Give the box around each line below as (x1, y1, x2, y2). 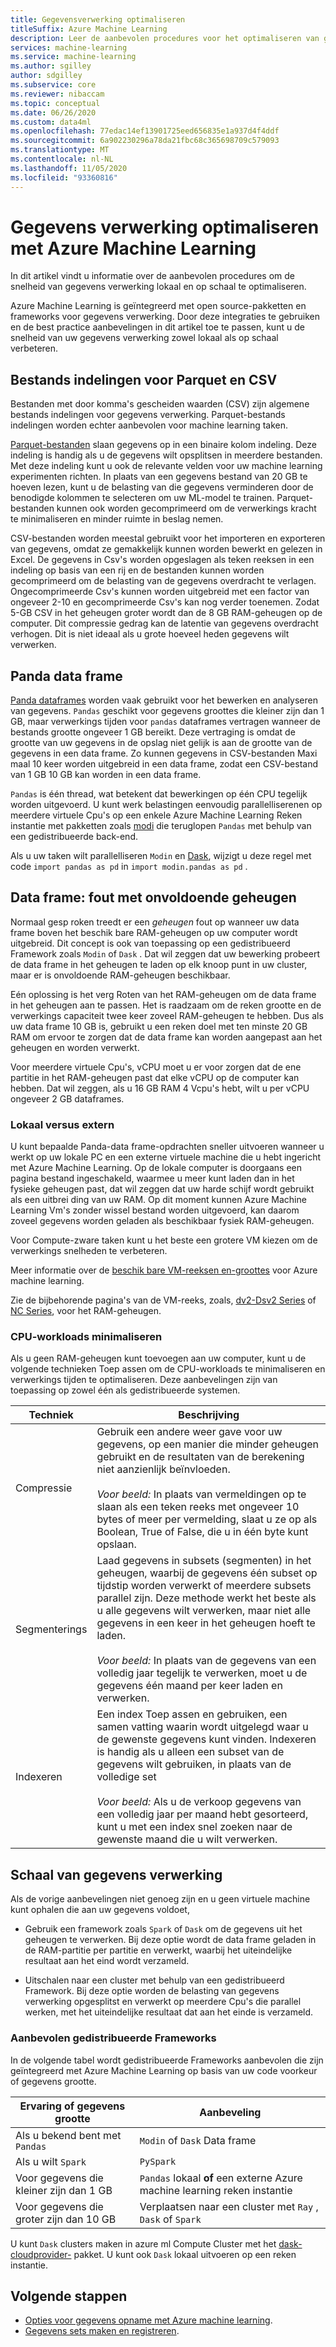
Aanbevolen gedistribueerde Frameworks (10, 2031, 217, 2045)
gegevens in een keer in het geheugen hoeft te (96, 1616, 316, 1630)
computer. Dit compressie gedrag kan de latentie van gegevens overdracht (10, 617, 319, 630)
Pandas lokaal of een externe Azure (139, 2171, 303, 2185)
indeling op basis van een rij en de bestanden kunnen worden (10, 564, 265, 576)
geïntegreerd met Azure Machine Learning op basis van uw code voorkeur (10, 2064, 318, 2076)
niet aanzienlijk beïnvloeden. (96, 1462, 231, 1476)
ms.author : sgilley (10, 61, 92, 71)
